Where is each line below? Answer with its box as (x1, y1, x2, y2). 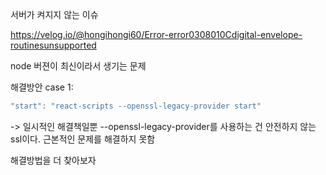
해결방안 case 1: (10, 81, 74, 93)
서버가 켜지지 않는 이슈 (10, 9, 99, 20)
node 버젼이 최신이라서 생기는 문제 (10, 60, 147, 72)
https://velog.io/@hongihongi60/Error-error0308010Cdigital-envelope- (10, 29, 303, 40)
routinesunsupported (10, 39, 97, 51)
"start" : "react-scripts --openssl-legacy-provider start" (10, 101, 262, 111)
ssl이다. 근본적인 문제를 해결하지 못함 (10, 133, 156, 145)
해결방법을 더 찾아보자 (10, 154, 97, 166)
